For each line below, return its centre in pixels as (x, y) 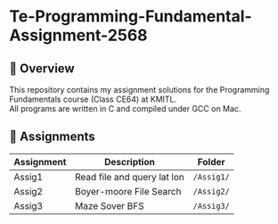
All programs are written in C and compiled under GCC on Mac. (125, 108)
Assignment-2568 (79, 35)
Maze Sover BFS (110, 205)
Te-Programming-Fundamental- (131, 17)
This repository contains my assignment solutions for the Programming (139, 90)
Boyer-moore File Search (128, 191)
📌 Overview (42, 68)
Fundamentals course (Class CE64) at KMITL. (93, 99)
